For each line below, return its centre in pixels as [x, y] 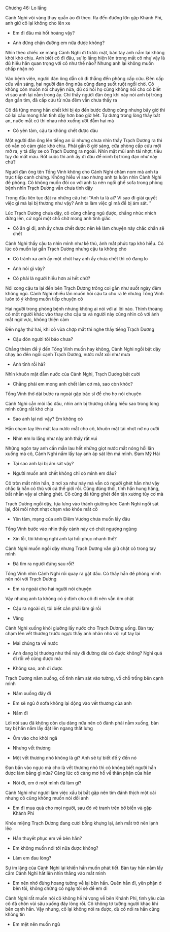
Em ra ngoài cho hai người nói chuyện [52, 589]
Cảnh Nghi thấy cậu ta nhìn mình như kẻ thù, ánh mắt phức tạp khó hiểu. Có [84, 243]
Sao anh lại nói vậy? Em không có [48, 419]
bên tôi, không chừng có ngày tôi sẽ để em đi [60, 888]
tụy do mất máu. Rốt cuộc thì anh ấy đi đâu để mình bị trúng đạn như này [81, 157]
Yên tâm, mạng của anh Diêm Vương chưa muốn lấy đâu [71, 519]
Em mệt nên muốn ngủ [36, 924]
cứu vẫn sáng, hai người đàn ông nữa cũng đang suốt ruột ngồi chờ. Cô [80, 84]
